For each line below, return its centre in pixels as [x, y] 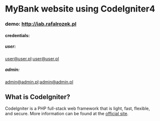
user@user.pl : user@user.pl [32, 58]
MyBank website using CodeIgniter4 [80, 9]
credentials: [17, 35]
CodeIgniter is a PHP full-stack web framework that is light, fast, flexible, [78, 108]
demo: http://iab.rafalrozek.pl [41, 24]
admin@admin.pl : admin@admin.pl [39, 82]
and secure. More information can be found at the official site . [67, 114]
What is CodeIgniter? [38, 97]
